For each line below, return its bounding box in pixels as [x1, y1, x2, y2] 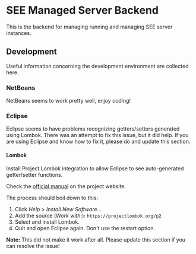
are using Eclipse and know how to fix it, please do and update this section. [6, 138, 191, 145]
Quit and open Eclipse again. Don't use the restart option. [14, 224, 156, 231]
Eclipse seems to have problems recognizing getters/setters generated [6, 125, 180, 132]
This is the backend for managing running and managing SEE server [6, 23, 173, 30]
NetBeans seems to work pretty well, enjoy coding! [6, 97, 131, 104]
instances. [6, 29, 31, 36]
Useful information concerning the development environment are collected [6, 62, 189, 69]
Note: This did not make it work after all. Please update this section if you [6, 236, 186, 243]
